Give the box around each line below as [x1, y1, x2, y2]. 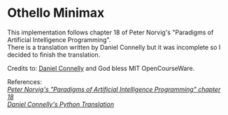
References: [7, 77, 42, 86]
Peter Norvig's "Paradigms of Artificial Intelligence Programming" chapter [7, 85, 221, 93]
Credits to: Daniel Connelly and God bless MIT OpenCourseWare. [7, 64, 195, 72]
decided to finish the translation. [7, 50, 101, 59]
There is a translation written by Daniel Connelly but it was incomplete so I [7, 43, 221, 51]
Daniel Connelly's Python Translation [7, 100, 114, 108]
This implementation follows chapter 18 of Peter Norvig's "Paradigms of [7, 28, 214, 36]
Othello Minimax [7, 5, 105, 21]
